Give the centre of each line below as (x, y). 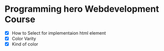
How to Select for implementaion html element (59, 33)
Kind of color (25, 44)
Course (20, 19)
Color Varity (24, 38)
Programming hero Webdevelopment (82, 9)
